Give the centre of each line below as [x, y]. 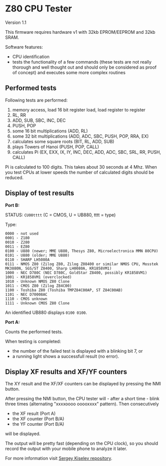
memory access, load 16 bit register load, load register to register [79, 109]
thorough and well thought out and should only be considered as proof [84, 67]
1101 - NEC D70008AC [27, 294]
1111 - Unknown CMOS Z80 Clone [37, 303]
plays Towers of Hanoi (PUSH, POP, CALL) [55, 147]
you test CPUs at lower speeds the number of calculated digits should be [80, 172]
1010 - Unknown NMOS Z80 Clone [37, 281]
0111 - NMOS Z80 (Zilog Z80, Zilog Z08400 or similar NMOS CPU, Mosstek [82, 264]
